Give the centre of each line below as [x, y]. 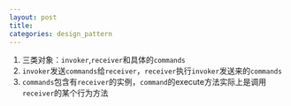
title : [21, 26]
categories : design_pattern [61, 34]
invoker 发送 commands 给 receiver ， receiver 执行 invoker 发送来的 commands [152, 71]
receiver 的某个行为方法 [65, 93]
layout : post [33, 17]
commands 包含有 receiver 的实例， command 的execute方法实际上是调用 [144, 82]
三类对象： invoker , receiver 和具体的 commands [103, 60]
